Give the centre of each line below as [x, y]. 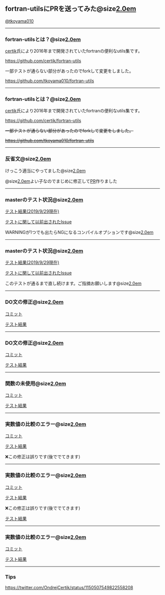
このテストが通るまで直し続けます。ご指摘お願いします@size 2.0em [73, 283]
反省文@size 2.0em [28, 159]
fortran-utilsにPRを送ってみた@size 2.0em [71, 9]
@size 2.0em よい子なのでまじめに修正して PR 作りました [61, 181]
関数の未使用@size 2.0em [36, 383]
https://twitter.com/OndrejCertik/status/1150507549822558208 [69, 588]
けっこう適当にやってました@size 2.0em [45, 170]
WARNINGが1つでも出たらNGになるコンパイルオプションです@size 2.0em [79, 232]
